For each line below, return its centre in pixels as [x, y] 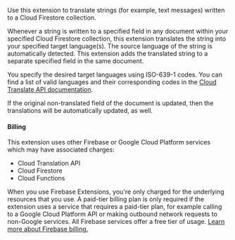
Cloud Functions [41, 178]
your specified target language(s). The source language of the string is [110, 46]
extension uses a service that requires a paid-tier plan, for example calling [115, 207]
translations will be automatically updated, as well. [80, 111]
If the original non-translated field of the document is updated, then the [110, 103]
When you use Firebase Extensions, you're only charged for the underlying [116, 192]
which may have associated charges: [61, 149]
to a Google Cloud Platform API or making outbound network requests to [113, 214]
